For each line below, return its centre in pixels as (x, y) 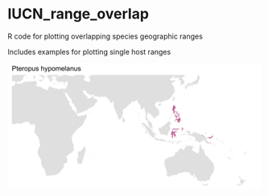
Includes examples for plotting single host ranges (89, 51)
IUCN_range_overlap (78, 14)
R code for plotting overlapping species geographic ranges (105, 36)
